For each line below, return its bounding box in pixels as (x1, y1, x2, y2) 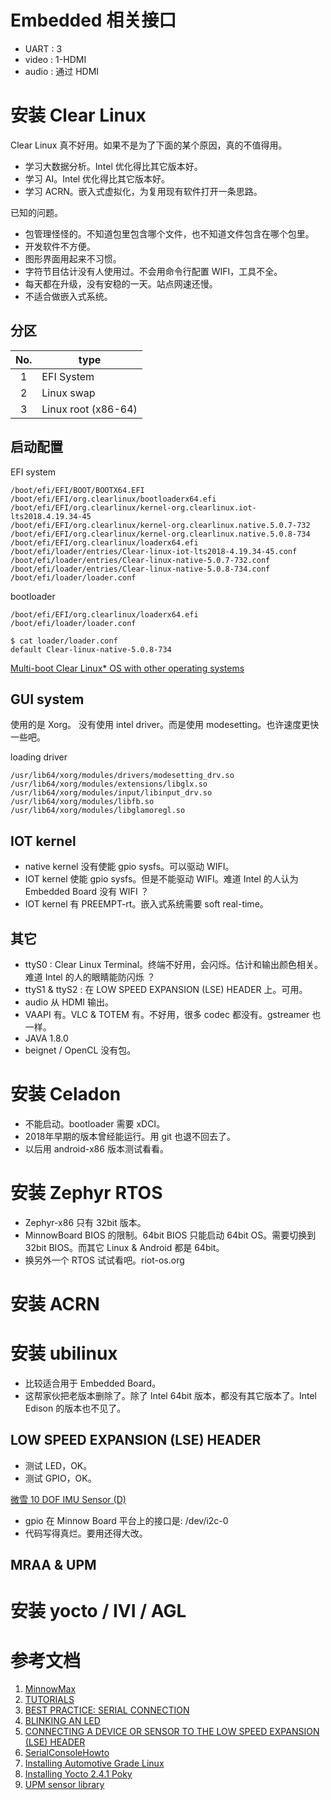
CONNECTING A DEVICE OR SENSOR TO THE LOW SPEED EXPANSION (24, 1726, 320, 1738)
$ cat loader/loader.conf (10, 636, 118, 646)
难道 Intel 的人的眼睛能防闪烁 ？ (24, 971, 156, 983)
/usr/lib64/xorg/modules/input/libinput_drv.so (10, 788, 213, 798)
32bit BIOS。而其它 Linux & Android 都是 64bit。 (24, 1241, 225, 1253)
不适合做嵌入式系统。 (24, 290, 113, 302)
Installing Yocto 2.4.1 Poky (24, 1768, 133, 1780)
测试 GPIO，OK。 (24, 1472, 97, 1484)
